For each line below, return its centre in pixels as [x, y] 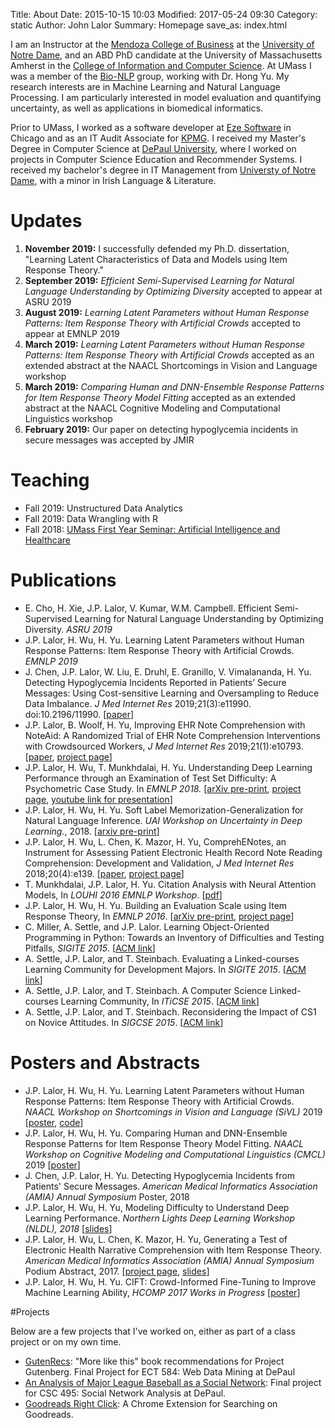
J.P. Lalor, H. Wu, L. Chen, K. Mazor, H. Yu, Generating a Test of [156, 1239]
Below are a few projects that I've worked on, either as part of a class [153, 1331]
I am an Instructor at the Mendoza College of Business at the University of [162, 44]
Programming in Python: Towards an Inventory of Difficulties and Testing [174, 937]
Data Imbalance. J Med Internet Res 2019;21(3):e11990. [138, 703]
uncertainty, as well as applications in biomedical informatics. [137, 108]
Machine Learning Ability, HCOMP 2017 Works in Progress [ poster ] [162, 1292]
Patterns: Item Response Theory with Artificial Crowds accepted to [162, 323]
